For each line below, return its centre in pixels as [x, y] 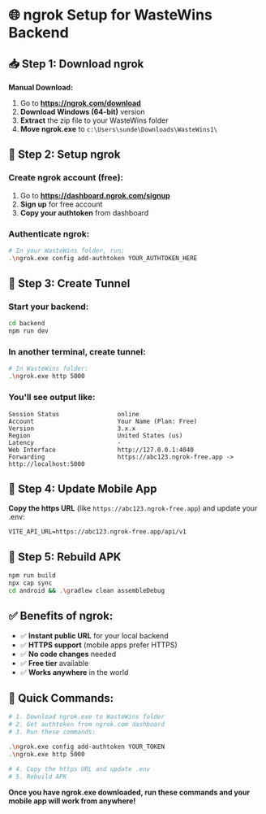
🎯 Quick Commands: [61, 698]
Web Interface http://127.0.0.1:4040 [101, 450]
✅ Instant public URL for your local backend [94, 635]
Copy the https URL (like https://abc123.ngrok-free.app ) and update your [133, 508]
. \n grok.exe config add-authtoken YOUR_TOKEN [86, 747]
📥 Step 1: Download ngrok [76, 64]
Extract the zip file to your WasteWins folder [94, 120]
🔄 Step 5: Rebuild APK [65, 557]
